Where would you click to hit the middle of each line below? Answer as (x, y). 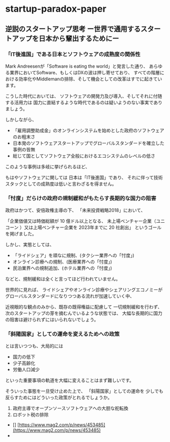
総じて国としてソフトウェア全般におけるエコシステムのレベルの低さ (84, 156)
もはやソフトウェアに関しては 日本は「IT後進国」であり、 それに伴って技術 (84, 177)
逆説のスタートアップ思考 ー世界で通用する (73, 29)
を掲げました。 (21, 234)
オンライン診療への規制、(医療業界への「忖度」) (62, 262)
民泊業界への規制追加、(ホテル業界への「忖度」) (62, 268)
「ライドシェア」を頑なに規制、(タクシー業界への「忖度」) (74, 255)
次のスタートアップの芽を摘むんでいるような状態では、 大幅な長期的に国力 (84, 313)
